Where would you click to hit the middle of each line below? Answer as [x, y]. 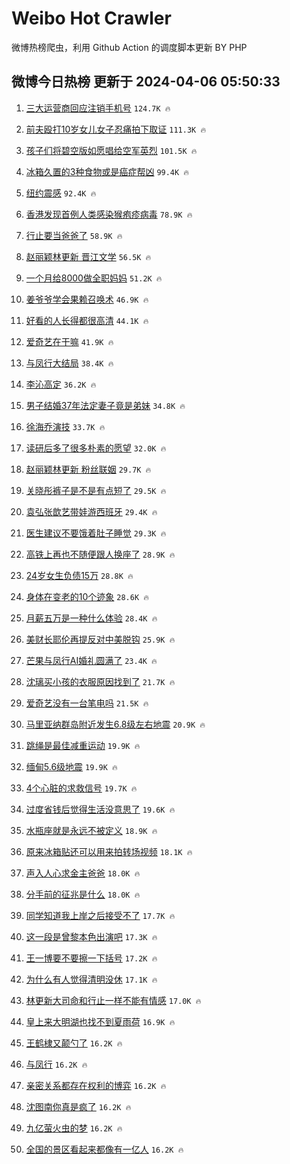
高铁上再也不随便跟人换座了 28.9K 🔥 [100, 554]
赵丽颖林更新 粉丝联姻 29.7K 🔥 [88, 469]
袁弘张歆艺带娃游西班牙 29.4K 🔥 [91, 511]
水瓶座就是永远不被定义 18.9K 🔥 [91, 830]
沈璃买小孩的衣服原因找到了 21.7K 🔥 [100, 681]
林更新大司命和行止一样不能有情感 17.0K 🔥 [113, 1000]
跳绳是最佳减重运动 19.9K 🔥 [83, 745]
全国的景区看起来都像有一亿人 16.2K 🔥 [104, 1149]
